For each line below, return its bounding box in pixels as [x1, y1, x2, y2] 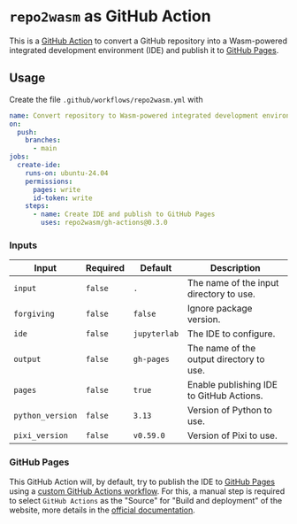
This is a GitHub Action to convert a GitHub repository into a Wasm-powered [9, 35, 288, 46]
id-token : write [32, 193, 93, 203]
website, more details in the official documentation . [9, 505, 196, 515]
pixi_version [13, 431, 69, 441]
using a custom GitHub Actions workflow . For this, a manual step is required [9, 485, 286, 497]
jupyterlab [133, 329, 179, 339]
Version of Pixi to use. [187, 429, 278, 442]
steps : [25, 202, 49, 211]
